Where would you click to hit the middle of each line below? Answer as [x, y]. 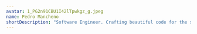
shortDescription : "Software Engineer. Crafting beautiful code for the [97, 22]
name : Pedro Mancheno [33, 17]
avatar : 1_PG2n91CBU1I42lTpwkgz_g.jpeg [55, 11]
